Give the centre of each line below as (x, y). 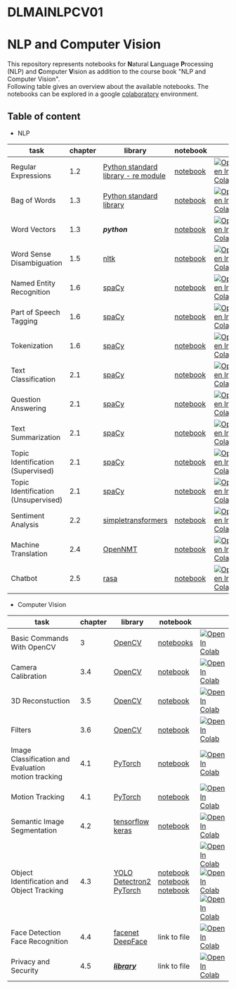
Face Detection (36, 933)
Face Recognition (40, 941)
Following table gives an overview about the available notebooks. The (108, 87)
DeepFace (130, 941)
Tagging (24, 321)
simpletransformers (135, 520)
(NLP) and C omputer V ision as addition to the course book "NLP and (106, 72)
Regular (24, 166)
